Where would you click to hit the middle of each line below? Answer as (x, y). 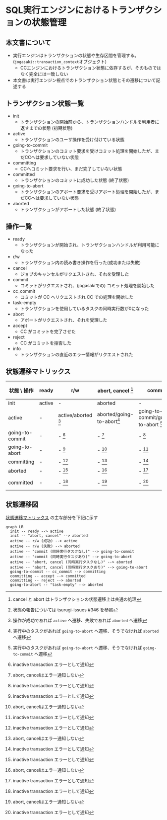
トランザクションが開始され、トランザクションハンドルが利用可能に (90, 245)
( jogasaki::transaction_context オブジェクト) (60, 62)
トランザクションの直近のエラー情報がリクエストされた (77, 354)
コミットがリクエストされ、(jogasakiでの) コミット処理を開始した (87, 285)
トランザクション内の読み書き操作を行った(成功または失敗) (80, 262)
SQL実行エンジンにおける (58, 10)
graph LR (15, 527)
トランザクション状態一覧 (45, 104)
